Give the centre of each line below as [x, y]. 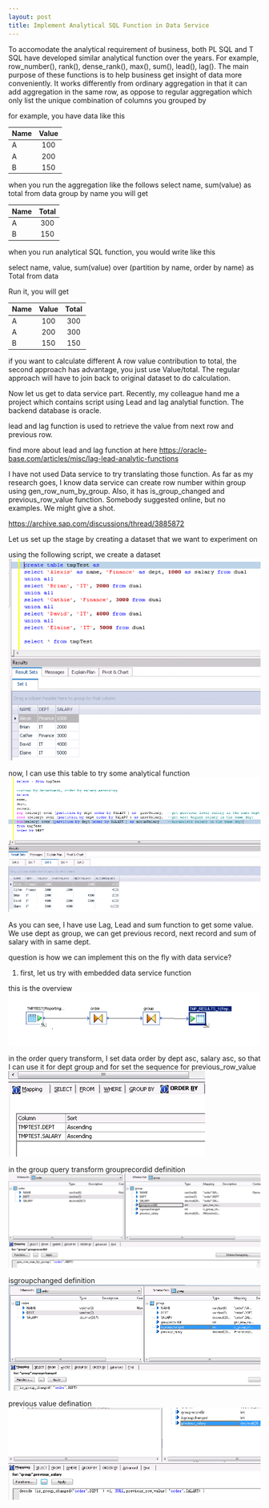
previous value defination [50, 1404]
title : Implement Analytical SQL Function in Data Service [109, 25]
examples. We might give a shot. [62, 507]
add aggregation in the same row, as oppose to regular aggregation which [130, 91]
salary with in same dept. [50, 942]
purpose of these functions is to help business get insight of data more [125, 74]
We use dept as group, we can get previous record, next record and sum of [132, 933]
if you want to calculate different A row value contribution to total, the [123, 361]
